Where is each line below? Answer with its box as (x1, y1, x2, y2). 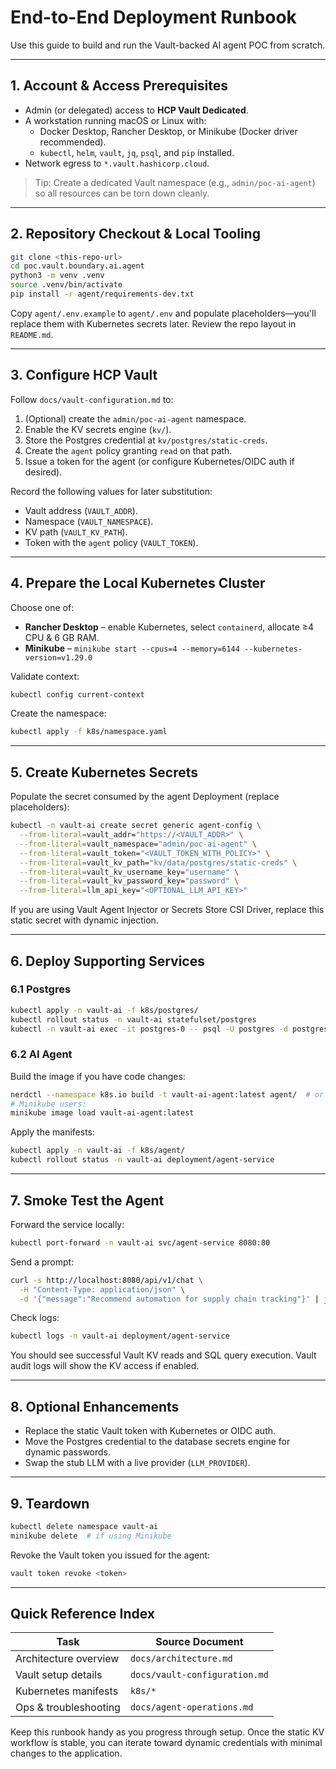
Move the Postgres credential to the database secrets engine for (24, 1436, 291, 1448)
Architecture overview (15, 1652, 120, 1666)
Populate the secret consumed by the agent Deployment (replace (10, 791, 280, 803)
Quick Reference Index (10, 1605, 155, 1622)
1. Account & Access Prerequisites (10, 77, 228, 95)
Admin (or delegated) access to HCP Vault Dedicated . (24, 104, 249, 116)
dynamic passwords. (24, 1446, 112, 1458)
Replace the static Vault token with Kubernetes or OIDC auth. (24, 1425, 277, 1437)
